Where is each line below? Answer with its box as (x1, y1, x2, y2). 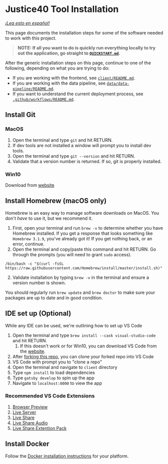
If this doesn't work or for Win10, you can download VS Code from (20, 343, 157, 349)
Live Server (12, 409, 37, 415)
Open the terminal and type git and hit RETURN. (12, 137, 113, 143)
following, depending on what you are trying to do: (5, 65, 110, 71)
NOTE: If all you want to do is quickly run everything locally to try (17, 45, 156, 51)
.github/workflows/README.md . (12, 96, 75, 102)
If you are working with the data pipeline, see (12, 80, 106, 86)
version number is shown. (12, 279, 66, 286)
